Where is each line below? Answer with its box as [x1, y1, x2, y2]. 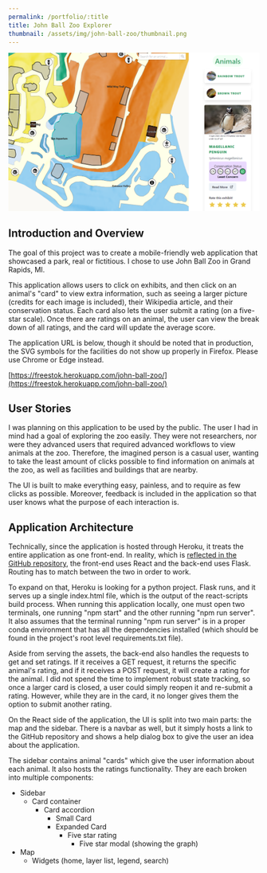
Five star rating [67, 831, 117, 840]
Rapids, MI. [8, 264, 45, 274]
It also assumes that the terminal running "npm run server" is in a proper [8, 617, 245, 626]
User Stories [8, 402, 72, 416]
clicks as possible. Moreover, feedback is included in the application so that [8, 489, 257, 499]
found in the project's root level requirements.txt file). [8, 633, 183, 643]
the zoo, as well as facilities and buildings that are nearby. [8, 465, 198, 475]
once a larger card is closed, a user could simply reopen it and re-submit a [8, 683, 253, 692]
